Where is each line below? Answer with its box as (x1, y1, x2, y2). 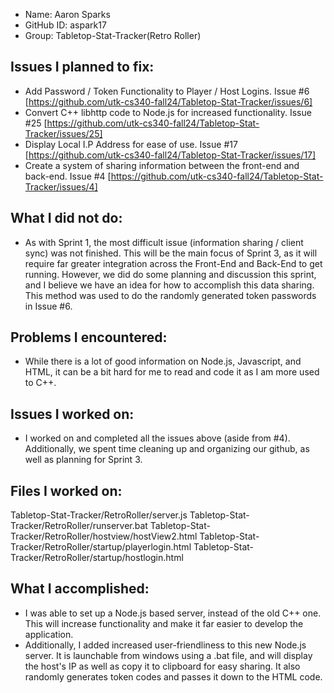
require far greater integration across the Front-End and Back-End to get (24, 257, 323, 269)
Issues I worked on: (10, 405, 135, 423)
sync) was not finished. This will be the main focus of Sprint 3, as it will (24, 247, 318, 259)
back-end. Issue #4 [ (24, 170, 112, 182)
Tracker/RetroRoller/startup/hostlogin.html (10, 552, 184, 564)
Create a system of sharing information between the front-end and (24, 159, 300, 171)
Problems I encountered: (10, 329, 168, 346)
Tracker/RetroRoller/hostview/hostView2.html (10, 530, 198, 543)
